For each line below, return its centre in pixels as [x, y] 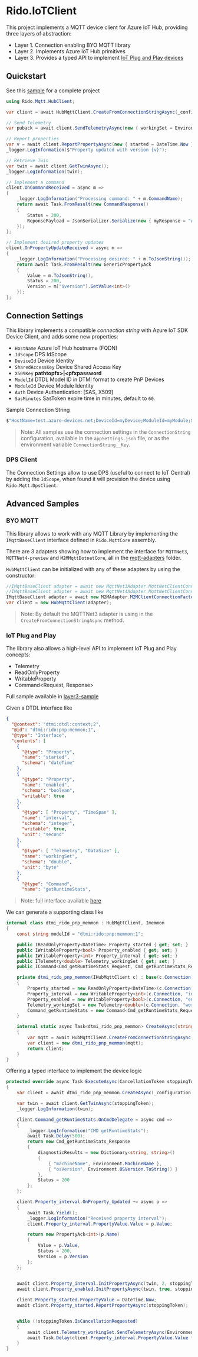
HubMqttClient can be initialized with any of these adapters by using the [93, 569]
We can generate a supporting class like [55, 912]
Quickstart [26, 76]
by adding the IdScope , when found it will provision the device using [88, 479]
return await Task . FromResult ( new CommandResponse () [83, 204]
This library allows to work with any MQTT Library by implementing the [92, 533]
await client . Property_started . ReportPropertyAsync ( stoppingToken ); [103, 1306]
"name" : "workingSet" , [49, 856]
